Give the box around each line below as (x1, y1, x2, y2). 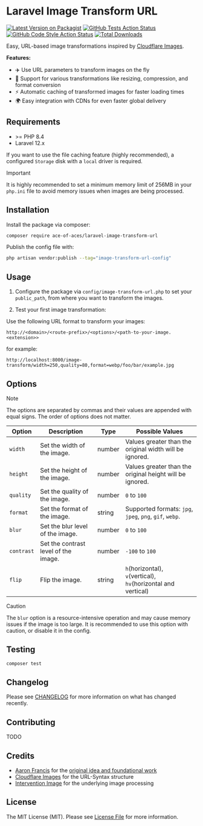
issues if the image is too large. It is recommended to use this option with (6, 621, 188, 628)
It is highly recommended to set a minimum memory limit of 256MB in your (6, 181, 192, 188)
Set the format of (40, 505, 89, 513)
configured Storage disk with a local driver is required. (6, 157, 143, 164)
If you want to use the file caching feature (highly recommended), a (6, 151, 174, 158)
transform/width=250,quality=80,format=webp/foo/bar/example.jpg (6, 363, 174, 369)
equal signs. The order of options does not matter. (6, 413, 131, 420)
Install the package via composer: (6, 221, 91, 228)
